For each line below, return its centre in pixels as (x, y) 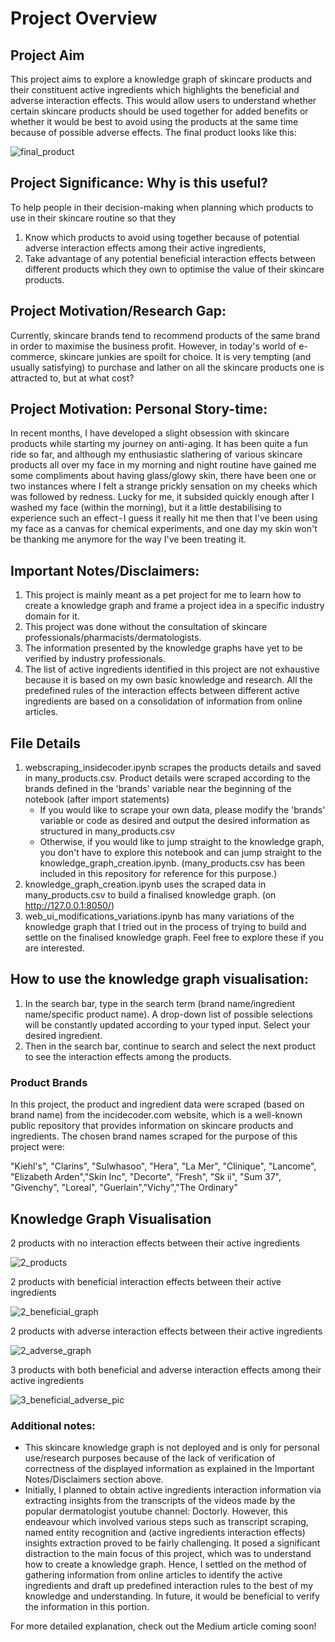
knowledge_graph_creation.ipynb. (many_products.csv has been (172, 863)
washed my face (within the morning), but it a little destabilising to (146, 508)
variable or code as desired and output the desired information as (174, 821)
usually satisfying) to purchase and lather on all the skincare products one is (167, 367)
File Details (45, 743)
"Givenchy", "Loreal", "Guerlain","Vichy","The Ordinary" (124, 1188)
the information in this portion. (87, 1607)
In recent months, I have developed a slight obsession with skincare (150, 433)
